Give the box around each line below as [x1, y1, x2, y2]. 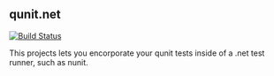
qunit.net [9, 7, 62, 22]
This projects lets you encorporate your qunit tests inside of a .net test [9, 48, 265, 58]
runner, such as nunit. [9, 57, 88, 67]
